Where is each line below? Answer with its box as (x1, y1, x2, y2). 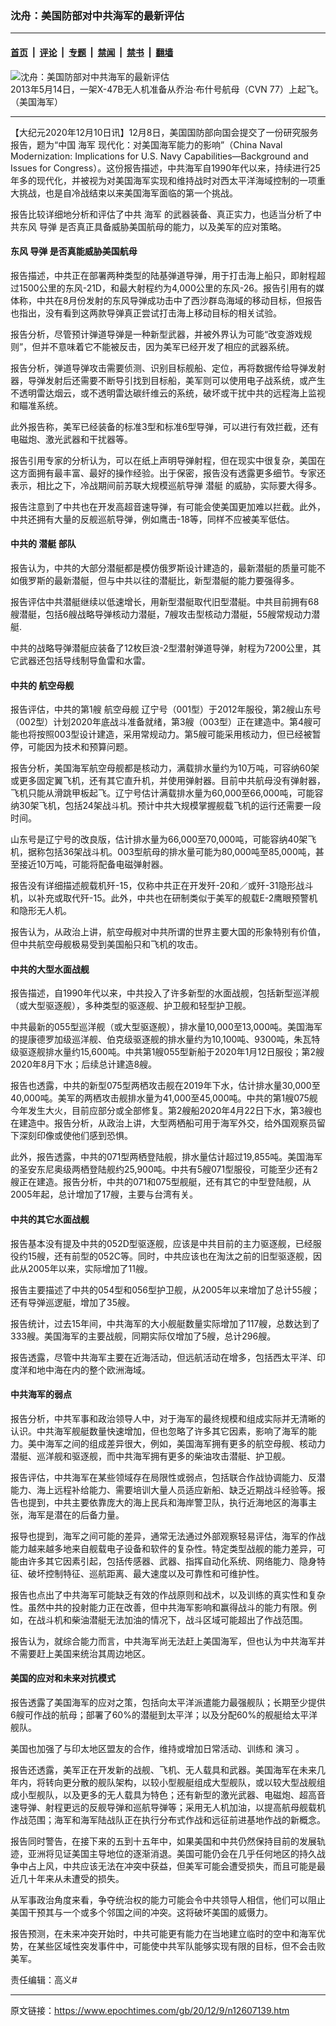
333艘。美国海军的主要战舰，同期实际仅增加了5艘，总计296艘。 (10, 1330, 277, 1342)
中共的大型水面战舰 (10, 963, 90, 975)
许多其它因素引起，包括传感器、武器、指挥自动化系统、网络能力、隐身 (27, 1555, 317, 1567)
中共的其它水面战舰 (10, 1213, 90, 1225)
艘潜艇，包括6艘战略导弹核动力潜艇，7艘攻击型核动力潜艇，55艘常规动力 (10, 608, 312, 620)
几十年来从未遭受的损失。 (18, 1872, 125, 1884)
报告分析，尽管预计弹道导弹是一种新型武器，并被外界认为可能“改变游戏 (10, 328, 304, 340)
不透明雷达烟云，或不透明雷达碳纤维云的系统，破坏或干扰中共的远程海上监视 (10, 387, 326, 399)
